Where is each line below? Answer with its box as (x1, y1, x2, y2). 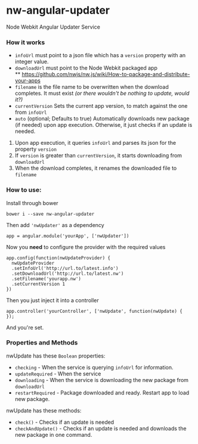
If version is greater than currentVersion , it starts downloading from (14, 152, 182, 159)
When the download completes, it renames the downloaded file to (14, 164, 177, 172)
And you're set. (6, 324, 44, 331)
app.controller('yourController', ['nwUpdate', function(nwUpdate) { (6, 308, 183, 314)
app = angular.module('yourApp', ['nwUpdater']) (6, 233, 129, 239)
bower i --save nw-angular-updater (6, 211, 95, 217)
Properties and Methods (6, 339, 78, 347)
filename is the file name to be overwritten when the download (14, 83, 169, 91)
